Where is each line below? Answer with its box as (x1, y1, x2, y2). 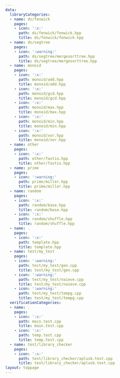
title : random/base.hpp (18, 207, 68, 212)
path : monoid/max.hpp (18, 105, 64, 110)
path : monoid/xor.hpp (18, 133, 64, 138)
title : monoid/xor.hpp (18, 137, 66, 142)
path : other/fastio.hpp (18, 156, 68, 161)
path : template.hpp (18, 239, 59, 245)
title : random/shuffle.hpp (18, 221, 75, 226)
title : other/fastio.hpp (18, 160, 70, 165)
